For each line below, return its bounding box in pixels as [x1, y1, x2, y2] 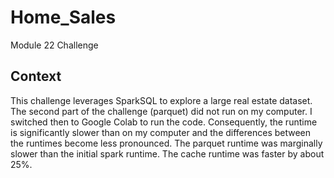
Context [10, 68, 62, 85]
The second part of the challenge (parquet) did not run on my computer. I [10, 105, 313, 117]
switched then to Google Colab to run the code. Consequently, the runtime [10, 116, 318, 128]
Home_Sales [10, 6, 117, 29]
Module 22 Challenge [10, 39, 99, 51]
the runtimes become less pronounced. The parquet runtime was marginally [10, 137, 323, 149]
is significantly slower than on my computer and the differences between [10, 126, 312, 138]
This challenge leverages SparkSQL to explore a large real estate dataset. [10, 94, 313, 106]
